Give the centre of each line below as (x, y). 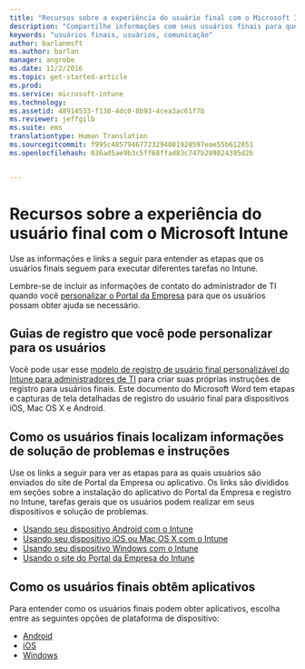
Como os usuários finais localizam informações (147, 437)
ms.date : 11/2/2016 (46, 69)
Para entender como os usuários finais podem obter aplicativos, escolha (145, 609)
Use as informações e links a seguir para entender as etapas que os (137, 258)
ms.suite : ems (36, 128)
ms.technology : (38, 102)
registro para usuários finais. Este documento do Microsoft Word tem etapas (152, 389)
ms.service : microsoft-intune (67, 94)
